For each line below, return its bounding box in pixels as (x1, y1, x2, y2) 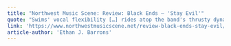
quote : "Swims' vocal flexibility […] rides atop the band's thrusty (7, 16, 211, 23)
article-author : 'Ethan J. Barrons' (7, 28, 112, 36)
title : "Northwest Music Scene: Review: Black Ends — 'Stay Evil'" (7, 9, 205, 17)
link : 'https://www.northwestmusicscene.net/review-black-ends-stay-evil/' (7, 22, 229, 29)
